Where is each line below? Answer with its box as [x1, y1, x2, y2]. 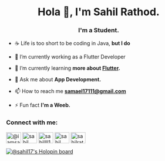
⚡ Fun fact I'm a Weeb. [14, 102, 70, 109]
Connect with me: [6, 118, 58, 126]
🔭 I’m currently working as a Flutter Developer [14, 53, 126, 60]
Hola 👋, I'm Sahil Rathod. [38, 5, 160, 19]
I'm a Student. [78, 26, 119, 35]
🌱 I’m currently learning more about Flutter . [14, 64, 120, 72]
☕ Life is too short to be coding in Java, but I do [14, 40, 130, 47]
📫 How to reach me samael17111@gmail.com [14, 88, 126, 95]
